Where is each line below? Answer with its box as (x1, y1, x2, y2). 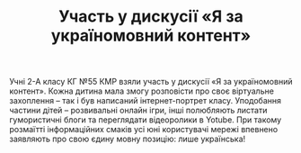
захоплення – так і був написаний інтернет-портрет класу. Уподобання (9, 95, 281, 106)
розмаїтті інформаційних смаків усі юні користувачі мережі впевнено (9, 124, 279, 135)
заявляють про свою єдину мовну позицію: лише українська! (9, 133, 246, 145)
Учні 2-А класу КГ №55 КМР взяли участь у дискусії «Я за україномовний (9, 76, 293, 87)
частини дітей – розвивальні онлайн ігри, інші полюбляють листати (9, 105, 268, 116)
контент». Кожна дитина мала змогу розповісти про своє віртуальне (9, 85, 274, 96)
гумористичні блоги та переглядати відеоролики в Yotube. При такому (9, 114, 282, 125)
